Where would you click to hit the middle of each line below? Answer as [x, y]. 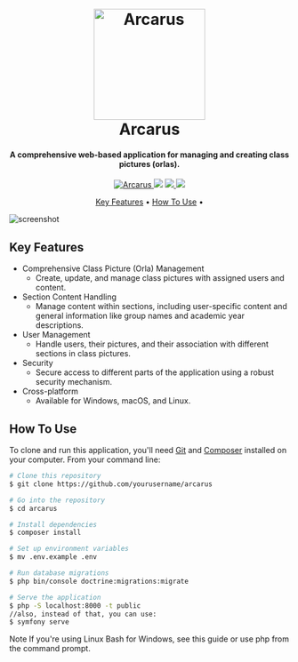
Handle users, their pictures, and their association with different [152, 344]
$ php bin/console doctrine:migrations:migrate [99, 581]
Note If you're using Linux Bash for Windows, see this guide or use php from [149, 639]
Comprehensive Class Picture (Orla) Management [113, 268]
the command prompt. [50, 649]
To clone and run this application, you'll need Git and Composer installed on [148, 451]
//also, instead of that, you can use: [83, 614]
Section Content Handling [69, 297]
